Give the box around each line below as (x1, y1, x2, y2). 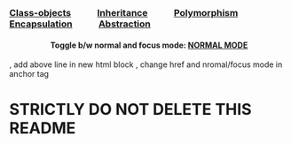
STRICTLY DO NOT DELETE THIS (9, 100, 252, 120)
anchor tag (9, 69, 50, 79)
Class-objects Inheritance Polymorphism (9, 7, 239, 19)
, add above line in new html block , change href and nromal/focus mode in (9, 59, 283, 70)
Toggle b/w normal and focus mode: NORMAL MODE (50, 40, 248, 50)
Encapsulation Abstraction (9, 18, 151, 30)
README (9, 118, 76, 139)
